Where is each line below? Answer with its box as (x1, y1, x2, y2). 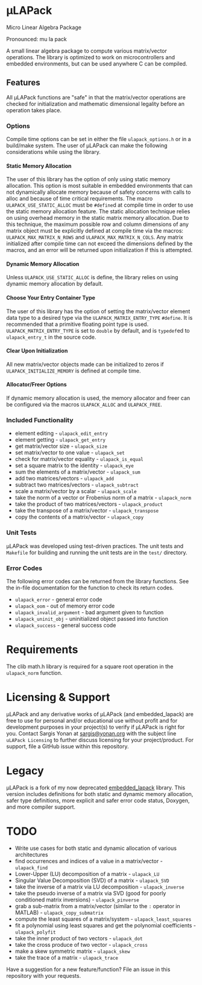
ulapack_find (14, 864, 48, 871)
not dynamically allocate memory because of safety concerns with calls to (6, 188, 191, 196)
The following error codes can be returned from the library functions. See (6, 577, 189, 585)
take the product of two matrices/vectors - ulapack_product (14, 500, 163, 508)
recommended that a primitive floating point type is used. (6, 320, 149, 328)
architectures (14, 851, 48, 858)
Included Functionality (6, 416, 74, 424)
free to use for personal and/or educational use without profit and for (6, 717, 178, 724)
